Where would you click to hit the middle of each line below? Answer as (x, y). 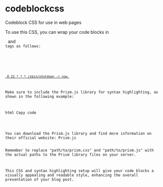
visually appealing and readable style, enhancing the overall (72, 175)
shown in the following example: (40, 96)
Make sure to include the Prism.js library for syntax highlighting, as (82, 92)
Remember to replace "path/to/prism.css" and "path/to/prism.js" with (80, 150)
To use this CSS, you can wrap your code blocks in (57, 32)
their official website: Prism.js (41, 138)
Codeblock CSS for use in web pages (43, 22)
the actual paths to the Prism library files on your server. (71, 155)
